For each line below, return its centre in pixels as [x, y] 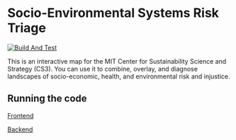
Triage [27, 28]
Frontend [21, 115]
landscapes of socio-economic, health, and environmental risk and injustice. [119, 76]
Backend [20, 129]
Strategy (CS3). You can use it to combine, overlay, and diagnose [103, 69]
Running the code [47, 99]
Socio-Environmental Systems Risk [113, 13]
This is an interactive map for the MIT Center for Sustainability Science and [117, 61]
